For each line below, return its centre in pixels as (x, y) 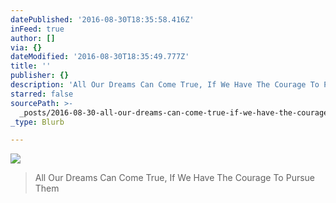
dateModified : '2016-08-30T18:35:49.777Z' (100, 57)
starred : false (42, 94)
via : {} (26, 47)
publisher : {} (40, 76)
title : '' (31, 66)
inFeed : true (37, 29)
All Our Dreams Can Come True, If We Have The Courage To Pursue (175, 178)
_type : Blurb (37, 122)
